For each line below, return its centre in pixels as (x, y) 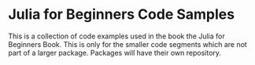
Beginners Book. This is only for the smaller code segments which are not (128, 44)
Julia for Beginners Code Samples (121, 14)
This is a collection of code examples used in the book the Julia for (117, 36)
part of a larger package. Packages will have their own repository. (115, 52)
